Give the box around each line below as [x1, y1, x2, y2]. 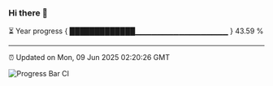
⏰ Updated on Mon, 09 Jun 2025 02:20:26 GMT [8, 53, 171, 62]
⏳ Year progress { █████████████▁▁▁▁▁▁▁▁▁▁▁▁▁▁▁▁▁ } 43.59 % [8, 26, 264, 36]
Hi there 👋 [8, 7, 49, 19]
